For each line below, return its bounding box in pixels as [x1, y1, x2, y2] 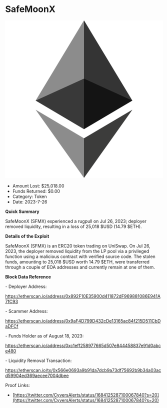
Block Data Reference [5, 273, 51, 279]
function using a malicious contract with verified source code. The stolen [5, 253, 156, 259]
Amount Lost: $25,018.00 [12, 182, 64, 188]
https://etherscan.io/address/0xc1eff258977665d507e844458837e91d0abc [5, 342, 161, 348]
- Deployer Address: [5, 283, 47, 289]
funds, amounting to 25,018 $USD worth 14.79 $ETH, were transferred [5, 258, 150, 264]
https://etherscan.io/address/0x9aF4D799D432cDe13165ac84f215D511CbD [5, 317, 161, 323]
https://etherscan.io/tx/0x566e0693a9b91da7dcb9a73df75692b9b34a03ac [5, 367, 161, 373]
